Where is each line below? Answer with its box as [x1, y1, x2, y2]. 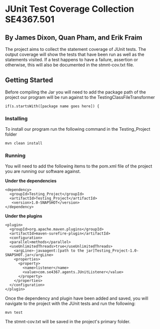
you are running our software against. [5, 168, 81, 174]
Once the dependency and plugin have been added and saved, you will [5, 295, 148, 302]
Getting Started [5, 76, 53, 84]
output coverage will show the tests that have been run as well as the [5, 51, 145, 57]
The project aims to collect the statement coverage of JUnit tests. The [5, 47, 146, 52]
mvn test [5, 310, 23, 315]
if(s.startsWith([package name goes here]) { [5, 104, 99, 109]
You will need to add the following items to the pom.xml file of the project [5, 163, 153, 169]
